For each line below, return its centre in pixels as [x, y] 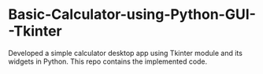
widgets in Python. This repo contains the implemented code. [108, 61]
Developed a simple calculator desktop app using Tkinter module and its [125, 53]
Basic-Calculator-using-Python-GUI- [132, 15]
